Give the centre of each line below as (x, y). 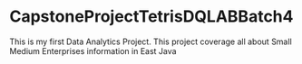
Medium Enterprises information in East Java (93, 50)
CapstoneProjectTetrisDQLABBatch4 (151, 17)
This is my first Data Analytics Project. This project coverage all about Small (151, 41)
